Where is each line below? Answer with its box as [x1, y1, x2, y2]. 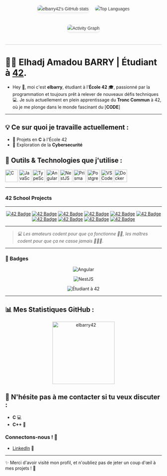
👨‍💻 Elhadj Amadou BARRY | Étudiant [5, 56, 158, 68]
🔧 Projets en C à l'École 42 [12, 136, 67, 142]
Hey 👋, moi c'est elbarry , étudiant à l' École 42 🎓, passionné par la [12, 84, 150, 90]
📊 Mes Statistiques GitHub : [5, 306, 94, 314]
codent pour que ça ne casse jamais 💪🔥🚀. [17, 238, 104, 244]
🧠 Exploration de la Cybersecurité [12, 141, 83, 148]
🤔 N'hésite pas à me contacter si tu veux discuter [5, 393, 161, 402]
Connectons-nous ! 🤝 [5, 434, 58, 441]
